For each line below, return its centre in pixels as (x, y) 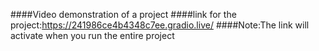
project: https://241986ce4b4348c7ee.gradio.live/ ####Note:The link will (160, 25)
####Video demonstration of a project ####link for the (123, 14)
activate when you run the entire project (92, 35)
